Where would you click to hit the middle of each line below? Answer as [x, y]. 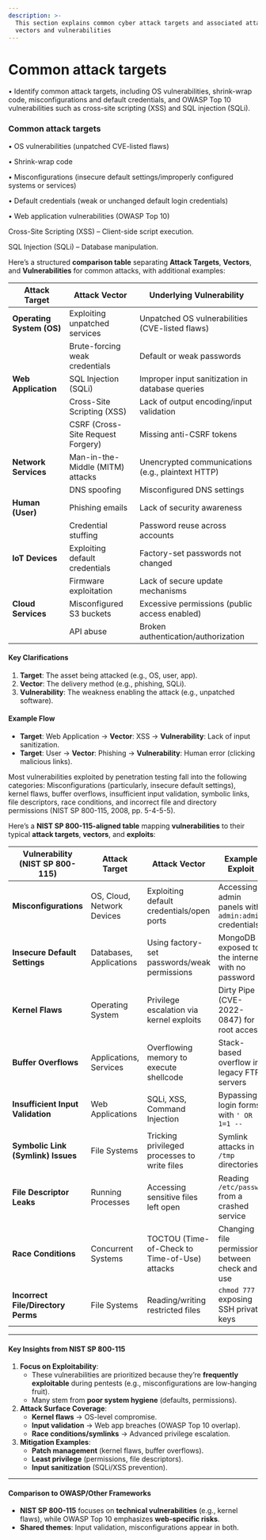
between [234, 1259]
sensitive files [172, 1198]
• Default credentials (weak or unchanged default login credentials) [118, 201]
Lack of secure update [181, 581]
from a [230, 1196]
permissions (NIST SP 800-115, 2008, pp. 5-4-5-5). [92, 811]
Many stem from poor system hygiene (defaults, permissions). [134, 1401]
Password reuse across [183, 525]
